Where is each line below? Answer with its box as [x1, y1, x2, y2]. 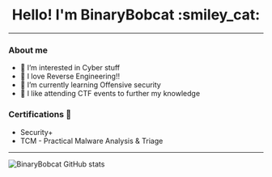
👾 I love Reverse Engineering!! [19, 71, 121, 82]
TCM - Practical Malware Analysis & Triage [19, 136, 164, 145]
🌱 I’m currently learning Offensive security [19, 80, 162, 90]
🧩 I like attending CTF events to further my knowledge [19, 89, 201, 99]
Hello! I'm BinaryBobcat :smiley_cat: [11, 6, 261, 24]
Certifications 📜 [8, 109, 72, 120]
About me [8, 44, 49, 56]
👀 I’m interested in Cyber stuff [19, 63, 120, 73]
